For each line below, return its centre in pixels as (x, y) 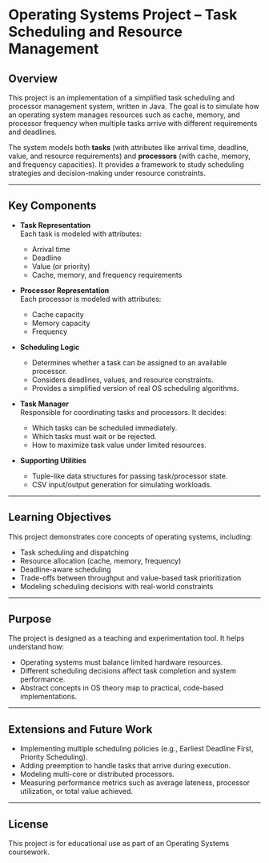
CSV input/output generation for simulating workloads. (122, 484)
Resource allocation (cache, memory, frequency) (100, 560)
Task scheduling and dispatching (74, 552)
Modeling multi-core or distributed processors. (97, 774)
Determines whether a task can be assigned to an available (129, 362)
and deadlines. (33, 132)
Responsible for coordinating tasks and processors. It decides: (123, 412)
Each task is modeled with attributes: (81, 234)
